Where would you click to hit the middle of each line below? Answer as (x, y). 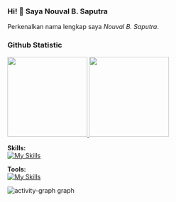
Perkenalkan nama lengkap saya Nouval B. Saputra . (83, 27)
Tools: (17, 169)
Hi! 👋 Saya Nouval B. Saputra (58, 11)
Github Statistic (35, 45)
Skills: (17, 147)
